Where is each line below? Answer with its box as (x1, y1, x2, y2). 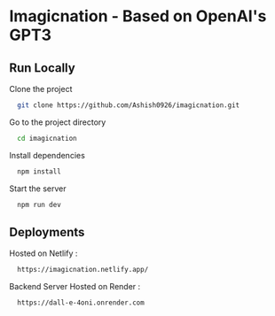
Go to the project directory (9, 117, 106, 127)
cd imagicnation (17, 134, 77, 143)
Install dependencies (9, 150, 86, 160)
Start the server (9, 183, 67, 194)
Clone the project (9, 84, 73, 94)
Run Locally (9, 60, 75, 75)
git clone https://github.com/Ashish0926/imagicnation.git (17, 101, 240, 110)
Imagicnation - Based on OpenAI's (9, 6, 267, 27)
